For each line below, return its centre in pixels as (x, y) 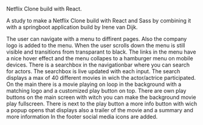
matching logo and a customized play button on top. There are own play (96, 91)
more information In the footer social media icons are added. (82, 116)
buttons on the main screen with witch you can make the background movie (101, 97)
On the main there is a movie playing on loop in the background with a (94, 84)
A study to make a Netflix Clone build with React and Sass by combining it (99, 20)
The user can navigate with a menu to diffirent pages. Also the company (97, 39)
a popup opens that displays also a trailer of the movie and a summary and (100, 110)
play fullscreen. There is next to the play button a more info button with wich (102, 104)
